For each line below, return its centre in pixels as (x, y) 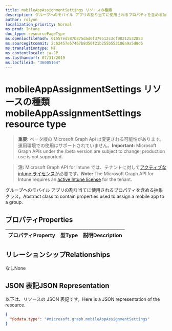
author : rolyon (21, 19)
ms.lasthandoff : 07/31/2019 (35, 58)
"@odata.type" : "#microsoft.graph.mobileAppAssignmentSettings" (80, 319)
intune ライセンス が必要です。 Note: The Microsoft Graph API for (86, 174)
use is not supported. (40, 157)
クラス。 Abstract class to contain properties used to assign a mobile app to (85, 196)
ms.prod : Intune (23, 29)
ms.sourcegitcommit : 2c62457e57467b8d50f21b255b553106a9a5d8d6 (74, 44)
